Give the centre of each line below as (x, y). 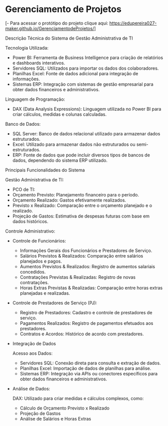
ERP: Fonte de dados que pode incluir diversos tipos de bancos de (81, 155)
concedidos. (33, 272)
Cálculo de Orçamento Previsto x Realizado (65, 408)
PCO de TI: (24, 189)
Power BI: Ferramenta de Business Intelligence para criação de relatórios (88, 57)
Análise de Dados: (31, 388)
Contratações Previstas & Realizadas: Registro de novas (78, 277)
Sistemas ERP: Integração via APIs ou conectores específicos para (89, 373)
